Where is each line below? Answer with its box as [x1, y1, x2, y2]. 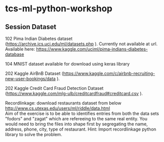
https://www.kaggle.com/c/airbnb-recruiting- [63, 71, 155, 76]
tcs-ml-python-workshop [5, 3, 113, 14]
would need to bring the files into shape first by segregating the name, [5, 121, 148, 127]
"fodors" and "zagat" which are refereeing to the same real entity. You [5, 116, 148, 121]
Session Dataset [5, 23, 57, 31]
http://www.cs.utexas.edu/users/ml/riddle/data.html [5, 106, 110, 111]
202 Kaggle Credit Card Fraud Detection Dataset [5, 85, 104, 91]
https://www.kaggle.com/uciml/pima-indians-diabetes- [36, 46, 148, 52]
